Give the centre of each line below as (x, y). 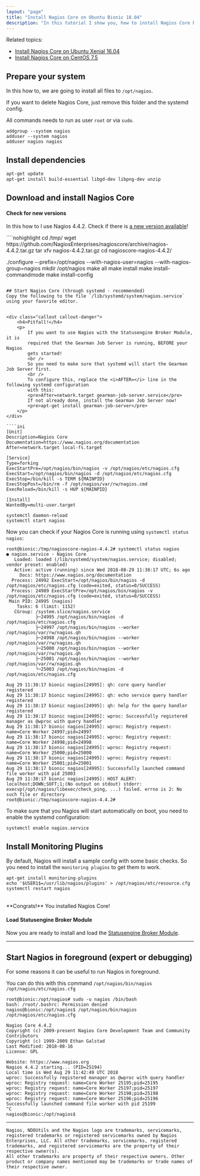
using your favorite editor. (42, 301)
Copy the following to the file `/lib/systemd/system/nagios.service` (96, 296)
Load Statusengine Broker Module (49, 919)
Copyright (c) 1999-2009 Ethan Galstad (56, 1041)
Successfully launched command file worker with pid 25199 (81, 1104)
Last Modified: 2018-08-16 (40, 1046)
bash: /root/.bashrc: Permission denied (57, 1005)
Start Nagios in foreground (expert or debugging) (99, 957)
